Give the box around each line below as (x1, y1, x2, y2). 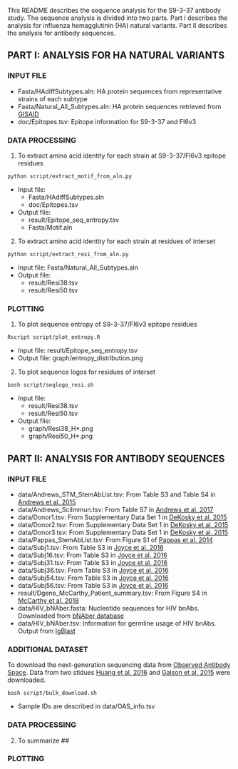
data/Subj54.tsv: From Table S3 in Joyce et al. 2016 (17, 574, 169, 582)
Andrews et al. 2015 (17, 497, 76, 506)
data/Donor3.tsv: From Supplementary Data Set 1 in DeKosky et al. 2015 (17, 528, 229, 536)
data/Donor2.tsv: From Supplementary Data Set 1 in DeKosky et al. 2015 (17, 520, 229, 529)
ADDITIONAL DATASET (7, 644, 89, 654)
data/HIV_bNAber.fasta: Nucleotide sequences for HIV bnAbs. (17, 604, 200, 612)
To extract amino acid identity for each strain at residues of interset (17, 237, 216, 245)
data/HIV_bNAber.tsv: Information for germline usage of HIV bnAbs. (17, 618, 217, 627)
